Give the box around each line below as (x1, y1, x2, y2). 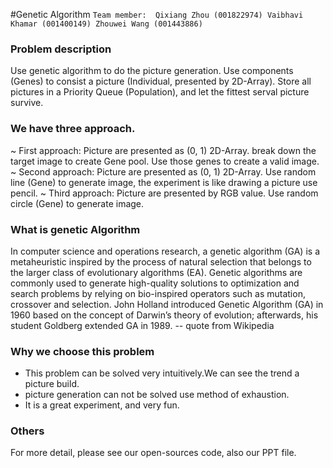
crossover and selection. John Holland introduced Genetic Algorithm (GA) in (10, 298, 324, 310)
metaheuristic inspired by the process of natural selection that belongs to (10, 255, 312, 268)
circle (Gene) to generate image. (10, 197, 145, 209)
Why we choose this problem (10, 344, 155, 358)
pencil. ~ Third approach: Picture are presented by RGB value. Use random (10, 187, 319, 199)
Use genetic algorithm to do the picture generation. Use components (10, 65, 294, 77)
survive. (10, 97, 44, 109)
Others (10, 424, 45, 438)
